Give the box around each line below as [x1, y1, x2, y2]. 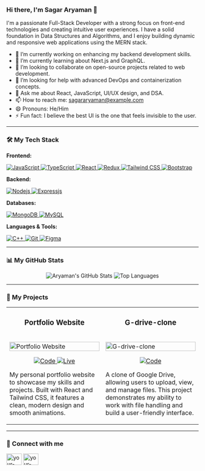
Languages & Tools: [6, 223, 58, 230]
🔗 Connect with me [6, 439, 64, 448]
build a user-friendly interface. [106, 409, 194, 417]
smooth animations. [9, 409, 66, 417]
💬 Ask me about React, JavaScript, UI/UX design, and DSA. [15, 90, 164, 97]
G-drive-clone [124, 318, 177, 328]
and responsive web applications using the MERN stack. [6, 39, 148, 46]
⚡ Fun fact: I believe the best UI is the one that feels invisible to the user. [15, 112, 197, 120]
